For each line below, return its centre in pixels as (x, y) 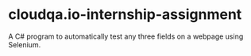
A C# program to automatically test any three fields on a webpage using (126, 36)
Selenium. (25, 44)
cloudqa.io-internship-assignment (125, 15)
